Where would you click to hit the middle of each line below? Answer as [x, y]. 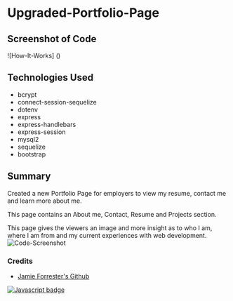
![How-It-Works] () [34, 55]
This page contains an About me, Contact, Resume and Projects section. [112, 214]
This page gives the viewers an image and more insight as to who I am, [110, 228]
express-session [41, 132]
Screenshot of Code [52, 39]
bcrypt [27, 94]
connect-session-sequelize [57, 102]
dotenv [28, 109]
